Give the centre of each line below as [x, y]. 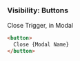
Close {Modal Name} [41, 45]
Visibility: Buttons [38, 10]
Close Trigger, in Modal [40, 26]
